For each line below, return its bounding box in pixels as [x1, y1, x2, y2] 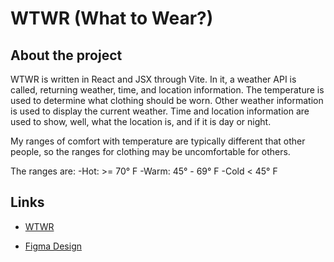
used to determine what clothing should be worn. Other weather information [10, 95, 324, 106]
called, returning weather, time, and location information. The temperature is [10, 84, 325, 96]
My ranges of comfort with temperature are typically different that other [10, 135, 306, 147]
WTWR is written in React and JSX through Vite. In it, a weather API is [10, 73, 297, 85]
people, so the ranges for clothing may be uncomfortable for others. [10, 146, 291, 157]
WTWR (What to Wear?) [10, 7, 214, 30]
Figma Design [24, 240, 83, 252]
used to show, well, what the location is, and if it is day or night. [10, 116, 272, 127]
